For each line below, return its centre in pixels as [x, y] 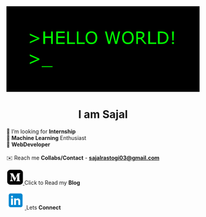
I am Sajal [103, 115]
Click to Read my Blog [52, 182]
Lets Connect [44, 207]
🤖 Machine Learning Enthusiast [47, 138]
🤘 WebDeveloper [29, 144]
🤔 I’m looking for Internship [41, 131]
